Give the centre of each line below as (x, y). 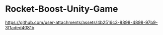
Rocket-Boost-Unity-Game (62, 9)
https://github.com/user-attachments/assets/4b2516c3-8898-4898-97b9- (81, 22)
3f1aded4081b (20, 27)
